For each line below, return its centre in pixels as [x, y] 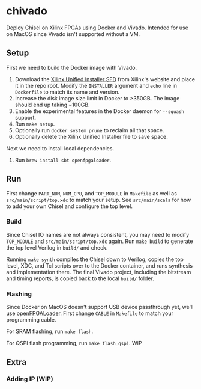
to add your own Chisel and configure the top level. [70, 206]
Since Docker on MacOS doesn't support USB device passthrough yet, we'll [100, 307]
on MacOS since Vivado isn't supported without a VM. [73, 34]
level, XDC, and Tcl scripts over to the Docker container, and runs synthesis [100, 265]
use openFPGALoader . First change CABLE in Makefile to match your [90, 313]
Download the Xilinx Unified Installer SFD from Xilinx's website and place [105, 79]
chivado [27, 11]
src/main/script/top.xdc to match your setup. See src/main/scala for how [99, 200]
